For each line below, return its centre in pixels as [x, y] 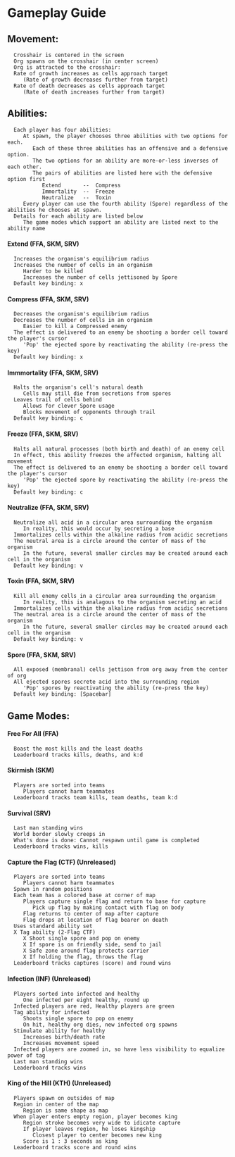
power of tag [26, 1055]
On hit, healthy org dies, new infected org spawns [100, 1025]
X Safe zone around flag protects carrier [86, 951]
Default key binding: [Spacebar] [63, 694]
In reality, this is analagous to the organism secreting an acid [122, 602]
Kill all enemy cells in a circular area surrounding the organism [115, 596]
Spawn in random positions [53, 889]
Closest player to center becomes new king [97, 1135]
